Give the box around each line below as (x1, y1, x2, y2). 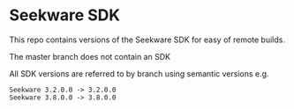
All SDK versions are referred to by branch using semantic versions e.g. (9, 68, 269, 79)
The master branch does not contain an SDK (9, 51, 170, 62)
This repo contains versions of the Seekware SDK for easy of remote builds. (9, 34, 285, 45)
